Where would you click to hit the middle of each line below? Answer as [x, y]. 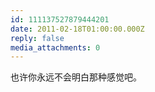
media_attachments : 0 [55, 47]
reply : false [37, 38]
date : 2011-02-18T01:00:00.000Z [77, 29]
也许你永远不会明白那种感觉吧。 [76, 77]
